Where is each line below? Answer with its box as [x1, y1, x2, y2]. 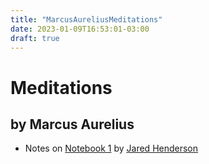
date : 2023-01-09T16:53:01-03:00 [10, 24, 150, 34]
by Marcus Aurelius [10, 116, 135, 133]
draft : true [10, 33, 60, 43]
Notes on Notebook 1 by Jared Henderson [24, 142, 199, 155]
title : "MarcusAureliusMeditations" [10, 14, 163, 25]
